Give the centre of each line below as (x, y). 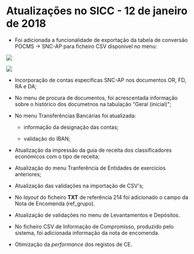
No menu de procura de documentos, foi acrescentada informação (96, 98)
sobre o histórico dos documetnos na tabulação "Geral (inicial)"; (93, 104)
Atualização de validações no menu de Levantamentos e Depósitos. (97, 215)
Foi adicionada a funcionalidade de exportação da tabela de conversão (101, 40)
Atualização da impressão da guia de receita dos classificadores (93, 150)
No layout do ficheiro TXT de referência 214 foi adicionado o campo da (101, 197)
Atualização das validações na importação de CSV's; (79, 186)
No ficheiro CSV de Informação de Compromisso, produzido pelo (94, 226)
